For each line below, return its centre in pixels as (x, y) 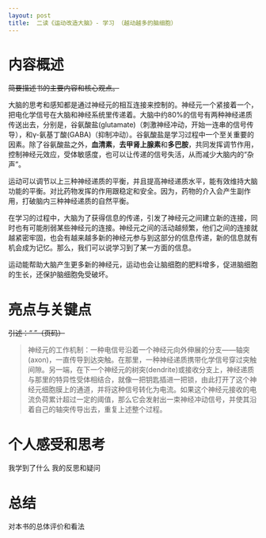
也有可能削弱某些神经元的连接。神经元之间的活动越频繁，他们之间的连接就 (136, 228)
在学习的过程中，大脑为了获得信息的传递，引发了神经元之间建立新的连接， (129, 218)
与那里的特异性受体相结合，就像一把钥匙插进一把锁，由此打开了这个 (139, 380)
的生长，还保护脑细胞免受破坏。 (60, 275)
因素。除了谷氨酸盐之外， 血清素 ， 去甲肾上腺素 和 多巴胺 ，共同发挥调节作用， (133, 144)
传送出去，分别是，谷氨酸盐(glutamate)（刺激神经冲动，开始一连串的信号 (127, 125)
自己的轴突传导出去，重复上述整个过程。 (101, 409)
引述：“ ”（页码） (37, 333)
